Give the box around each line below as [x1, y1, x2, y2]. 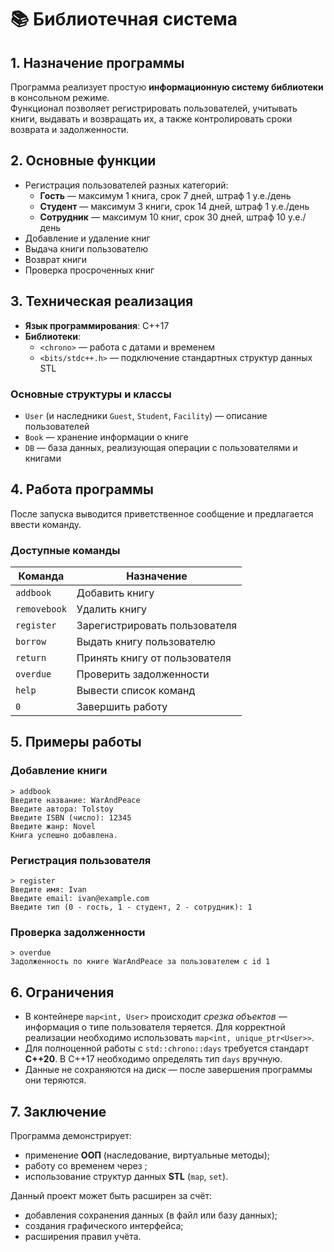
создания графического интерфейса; [24, 1219, 184, 1231]
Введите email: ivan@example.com [10, 894, 150, 904]
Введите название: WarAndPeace [10, 795, 141, 805]
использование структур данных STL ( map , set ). [24, 1170, 229, 1182]
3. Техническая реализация [10, 293, 194, 310]
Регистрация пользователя [10, 853, 152, 867]
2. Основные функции [10, 152, 157, 170]
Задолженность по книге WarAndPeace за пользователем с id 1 [10, 957, 271, 967]
